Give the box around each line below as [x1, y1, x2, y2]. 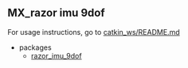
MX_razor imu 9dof [7, 6, 105, 20]
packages [18, 43, 53, 52]
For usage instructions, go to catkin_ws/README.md [7, 27, 180, 36]
